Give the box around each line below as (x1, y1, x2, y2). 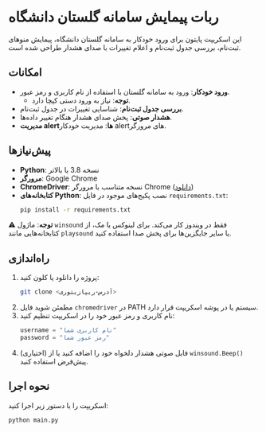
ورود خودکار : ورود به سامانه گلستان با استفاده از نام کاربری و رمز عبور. (19, 87, 230, 96)
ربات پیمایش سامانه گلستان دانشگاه (8, 8, 219, 26)
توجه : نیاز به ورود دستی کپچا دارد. (31, 95, 131, 105)
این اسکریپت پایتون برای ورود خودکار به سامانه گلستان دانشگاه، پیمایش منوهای (8, 34, 242, 44)
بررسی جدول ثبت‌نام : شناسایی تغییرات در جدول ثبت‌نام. (19, 103, 184, 113)
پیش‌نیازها (8, 144, 52, 158)
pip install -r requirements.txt (19, 205, 131, 214)
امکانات (8, 66, 42, 80)
